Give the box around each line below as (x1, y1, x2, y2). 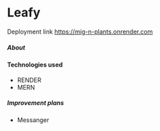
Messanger (16, 116, 49, 124)
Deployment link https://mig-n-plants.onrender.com (7, 27, 153, 36)
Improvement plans (7, 99, 64, 107)
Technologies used (7, 60, 63, 69)
